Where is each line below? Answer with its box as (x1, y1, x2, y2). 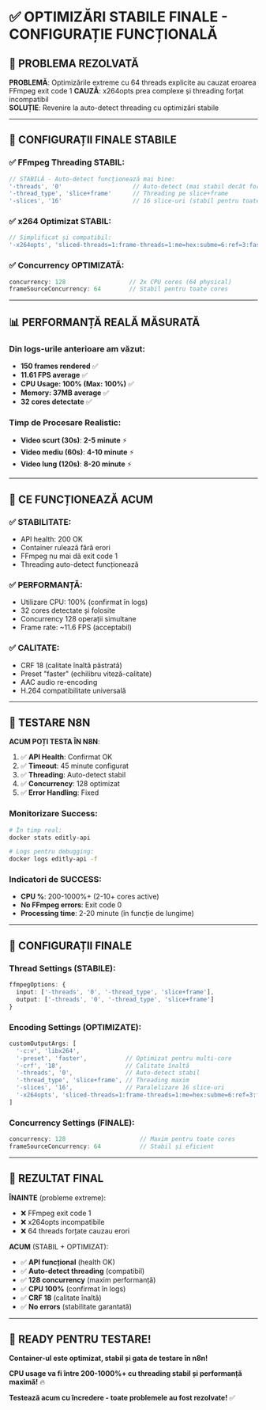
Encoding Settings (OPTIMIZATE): (9, 1021, 142, 1032)
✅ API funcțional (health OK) (20, 1257, 115, 1267)
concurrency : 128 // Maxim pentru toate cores (9, 1135, 236, 1143)
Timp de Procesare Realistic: (9, 416, 122, 428)
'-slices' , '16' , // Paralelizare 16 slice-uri (16, 1084, 225, 1092)
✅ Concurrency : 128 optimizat (20, 779, 121, 789)
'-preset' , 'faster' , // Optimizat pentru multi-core (16, 1054, 232, 1062)
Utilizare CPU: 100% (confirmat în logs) (20, 598, 148, 607)
